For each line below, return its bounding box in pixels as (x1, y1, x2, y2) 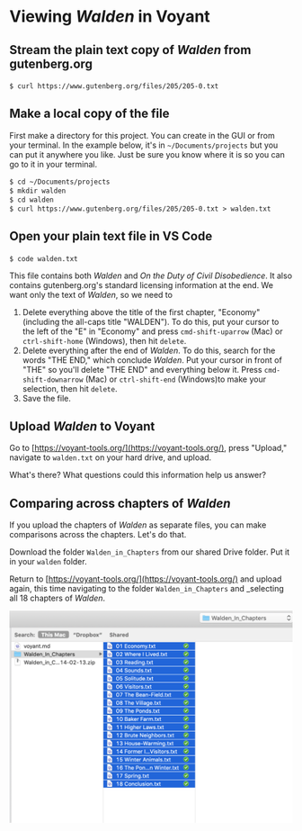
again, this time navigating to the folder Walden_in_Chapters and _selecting (9, 583, 285, 594)
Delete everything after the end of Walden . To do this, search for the (22, 345, 276, 356)
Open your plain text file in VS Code (9, 229, 213, 244)
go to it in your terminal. (9, 158, 97, 169)
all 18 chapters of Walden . (9, 592, 106, 604)
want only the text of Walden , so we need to (9, 289, 173, 300)
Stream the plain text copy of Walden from (9, 42, 252, 58)
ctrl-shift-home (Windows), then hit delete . (22, 335, 187, 346)
